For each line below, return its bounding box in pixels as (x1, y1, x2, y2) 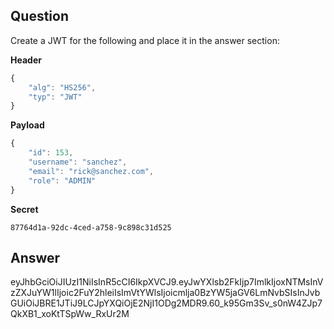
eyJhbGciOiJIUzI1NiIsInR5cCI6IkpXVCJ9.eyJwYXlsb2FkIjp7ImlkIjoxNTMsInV (10, 276, 324, 288)
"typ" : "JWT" (28, 92, 83, 102)
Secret (10, 203, 39, 215)
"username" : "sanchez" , (28, 157, 128, 168)
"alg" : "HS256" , (28, 82, 97, 93)
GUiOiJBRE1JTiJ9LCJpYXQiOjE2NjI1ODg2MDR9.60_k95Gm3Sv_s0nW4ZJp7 (10, 297, 323, 309)
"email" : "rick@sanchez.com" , (28, 166, 155, 176)
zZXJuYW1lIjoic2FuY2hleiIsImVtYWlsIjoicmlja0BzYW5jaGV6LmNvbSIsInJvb (10, 287, 321, 299)
